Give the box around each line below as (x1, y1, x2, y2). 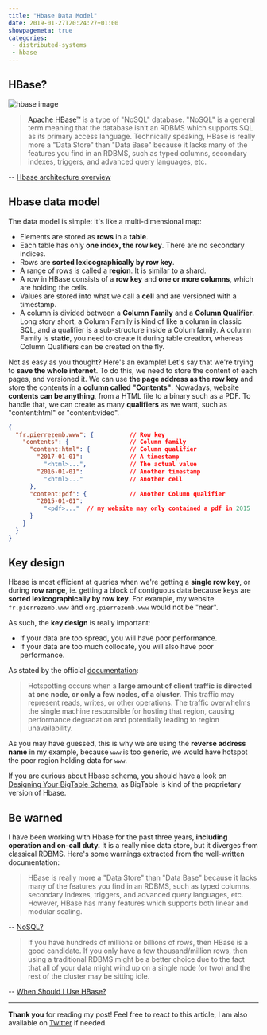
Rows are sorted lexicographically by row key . (19, 257, 175, 267)
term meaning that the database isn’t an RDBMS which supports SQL (27, 123, 253, 132)
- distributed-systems (11, 41, 87, 49)
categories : (8, 33, 48, 42)
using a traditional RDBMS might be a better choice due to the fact (27, 955, 245, 964)
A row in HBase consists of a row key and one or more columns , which (19, 274, 254, 283)
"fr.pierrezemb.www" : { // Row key (15, 430, 165, 438)
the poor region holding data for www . (8, 756, 127, 765)
